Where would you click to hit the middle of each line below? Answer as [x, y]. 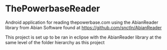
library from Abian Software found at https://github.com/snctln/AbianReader [83, 27]
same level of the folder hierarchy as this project [55, 42]
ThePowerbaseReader [52, 9]
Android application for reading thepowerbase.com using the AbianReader [82, 22]
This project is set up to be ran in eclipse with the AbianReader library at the [83, 37]
